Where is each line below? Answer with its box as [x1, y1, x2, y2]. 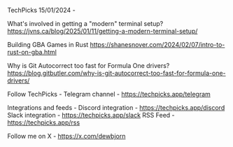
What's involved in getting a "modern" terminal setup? [7, 20, 164, 27]
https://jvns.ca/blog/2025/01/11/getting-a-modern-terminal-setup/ [7, 27, 198, 35]
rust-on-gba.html [7, 48, 57, 56]
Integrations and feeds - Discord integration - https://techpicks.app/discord [7, 104, 225, 111]
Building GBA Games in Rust [7, 41, 89, 48]
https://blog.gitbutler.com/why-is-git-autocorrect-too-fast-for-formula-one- [7, 69, 226, 77]
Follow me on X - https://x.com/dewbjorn [7, 132, 126, 140]
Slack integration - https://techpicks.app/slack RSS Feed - [7, 111, 175, 119]
